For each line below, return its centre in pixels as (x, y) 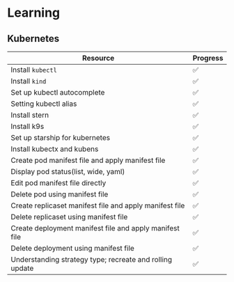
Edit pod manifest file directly (58, 183)
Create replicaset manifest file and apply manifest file (98, 205)
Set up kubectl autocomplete (58, 92)
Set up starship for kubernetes (60, 138)
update (22, 268)
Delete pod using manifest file (60, 194)
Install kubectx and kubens (55, 149)
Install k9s (28, 126)
